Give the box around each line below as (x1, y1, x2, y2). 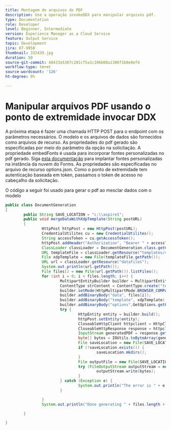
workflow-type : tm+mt (5, 64, 51, 70)
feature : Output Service (5, 36, 58, 41)
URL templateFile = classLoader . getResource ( (41, 250, 140, 255)
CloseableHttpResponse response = (78, 326, 152, 331)
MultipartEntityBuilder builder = (60, 278, 133, 284)
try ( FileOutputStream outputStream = (78, 364, 160, 369)
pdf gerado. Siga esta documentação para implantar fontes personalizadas (5, 155, 163, 162)
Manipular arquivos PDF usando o (5, 101, 151, 112)
